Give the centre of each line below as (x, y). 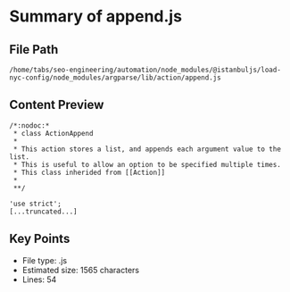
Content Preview (57, 105)
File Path (34, 50)
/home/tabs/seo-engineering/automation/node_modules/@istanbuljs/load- (145, 70)
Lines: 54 (39, 279)
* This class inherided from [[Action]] (89, 172)
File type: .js (45, 260)
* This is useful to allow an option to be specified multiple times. (147, 164)
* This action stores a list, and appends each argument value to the (147, 149)
